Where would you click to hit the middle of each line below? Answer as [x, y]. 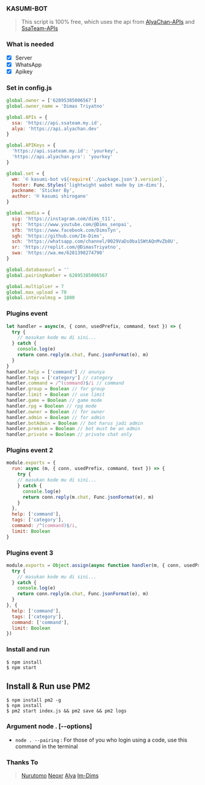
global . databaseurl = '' [38, 270]
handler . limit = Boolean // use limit [56, 395]
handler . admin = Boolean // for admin [56, 417]
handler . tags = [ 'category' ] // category [60, 377]
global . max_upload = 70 [37, 292]
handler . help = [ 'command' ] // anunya [56, 372]
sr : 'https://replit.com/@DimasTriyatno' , [67, 247]
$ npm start [21, 667]
